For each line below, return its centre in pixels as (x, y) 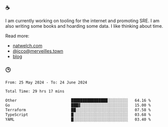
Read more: (17, 36)
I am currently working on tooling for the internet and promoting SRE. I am (82, 21)
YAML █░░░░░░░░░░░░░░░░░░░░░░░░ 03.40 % (78, 119)
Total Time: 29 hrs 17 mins (35, 92)
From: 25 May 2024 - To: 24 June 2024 (46, 82)
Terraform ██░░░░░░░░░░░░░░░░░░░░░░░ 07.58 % (78, 110)
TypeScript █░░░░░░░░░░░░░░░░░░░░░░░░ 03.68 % (78, 115)
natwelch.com (27, 46)
